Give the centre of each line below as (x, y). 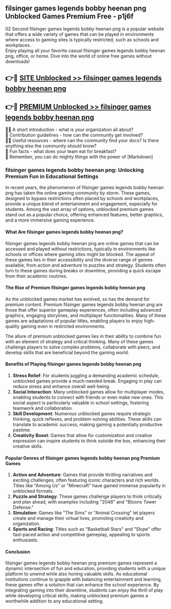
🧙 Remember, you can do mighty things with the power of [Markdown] (79, 157)
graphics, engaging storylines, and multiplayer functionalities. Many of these (86, 315)
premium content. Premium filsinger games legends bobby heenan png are (84, 304)
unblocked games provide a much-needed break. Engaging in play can (87, 381)
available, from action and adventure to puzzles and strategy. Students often (86, 265)
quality (13, 326)
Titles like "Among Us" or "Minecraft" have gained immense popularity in (89, 486)
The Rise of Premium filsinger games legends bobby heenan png (75, 288)
